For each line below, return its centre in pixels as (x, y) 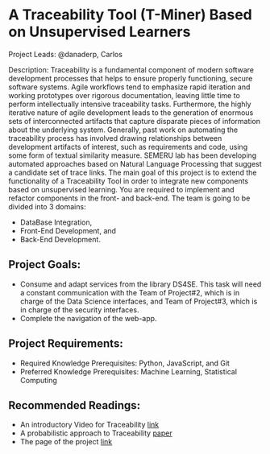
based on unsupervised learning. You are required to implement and (122, 189)
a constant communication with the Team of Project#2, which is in (130, 292)
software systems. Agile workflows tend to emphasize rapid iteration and (129, 87)
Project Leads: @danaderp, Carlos (66, 54)
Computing (39, 380)
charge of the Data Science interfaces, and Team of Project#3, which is (139, 301)
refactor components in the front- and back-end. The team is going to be (129, 198)
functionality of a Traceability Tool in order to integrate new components (128, 181)
